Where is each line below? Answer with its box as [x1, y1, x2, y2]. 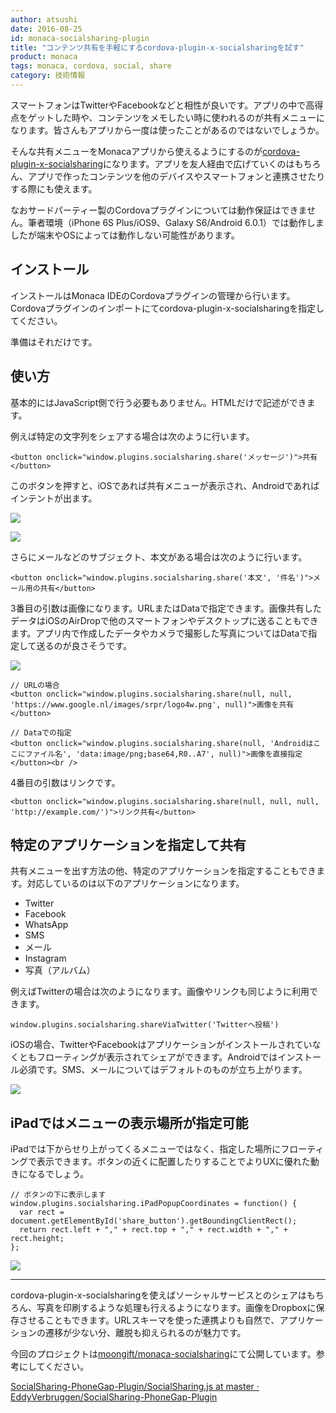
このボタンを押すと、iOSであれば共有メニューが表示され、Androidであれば [10, 479, 320, 491]
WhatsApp [24, 919, 69, 931]
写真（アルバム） [24, 964, 96, 976]
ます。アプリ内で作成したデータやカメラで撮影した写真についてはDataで [10, 627, 309, 639]
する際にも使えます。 [10, 182, 98, 195]
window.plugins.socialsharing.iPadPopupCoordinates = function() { [10, 1199, 298, 1209]
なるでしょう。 [27, 1168, 90, 1180]
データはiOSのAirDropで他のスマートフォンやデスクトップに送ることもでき [10, 614, 319, 626]
